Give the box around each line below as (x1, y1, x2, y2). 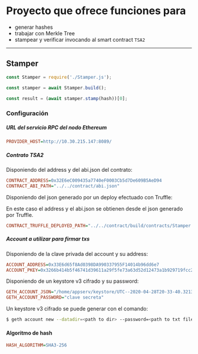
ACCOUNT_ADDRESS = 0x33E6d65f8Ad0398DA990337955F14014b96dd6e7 (6, 262, 160, 268)
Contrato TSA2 (6, 151, 44, 158)
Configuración (6, 109, 49, 118)
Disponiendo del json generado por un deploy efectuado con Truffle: (6, 193, 173, 201)
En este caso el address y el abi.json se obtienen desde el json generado (6, 205, 183, 212)
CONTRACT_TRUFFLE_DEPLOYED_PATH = (6, 222, 88, 229)
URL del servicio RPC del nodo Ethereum (6, 123, 107, 131)
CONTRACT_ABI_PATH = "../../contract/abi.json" (6, 183, 120, 189)
